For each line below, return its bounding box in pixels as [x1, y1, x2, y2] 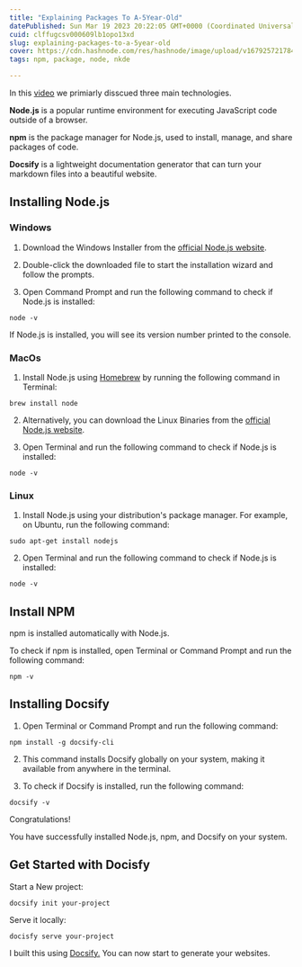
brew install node [9, 398, 78, 407]
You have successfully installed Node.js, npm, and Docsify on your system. [9, 831, 288, 842]
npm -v [9, 672, 34, 682]
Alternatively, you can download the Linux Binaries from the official [22, 415, 271, 425]
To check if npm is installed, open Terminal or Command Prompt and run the [9, 645, 292, 657]
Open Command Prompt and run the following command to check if [22, 286, 274, 297]
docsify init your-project [9, 899, 111, 908]
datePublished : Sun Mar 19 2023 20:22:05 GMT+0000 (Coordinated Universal [9, 22, 296, 31]
